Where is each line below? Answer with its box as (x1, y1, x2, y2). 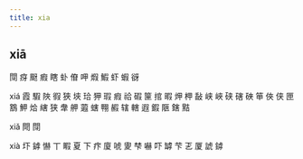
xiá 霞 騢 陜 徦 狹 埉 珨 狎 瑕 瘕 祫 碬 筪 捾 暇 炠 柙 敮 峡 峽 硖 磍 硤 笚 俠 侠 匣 (9, 91, 295, 102)
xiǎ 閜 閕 (9, 121, 41, 132)
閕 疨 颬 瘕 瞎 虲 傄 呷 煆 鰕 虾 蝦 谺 (9, 71, 140, 82)
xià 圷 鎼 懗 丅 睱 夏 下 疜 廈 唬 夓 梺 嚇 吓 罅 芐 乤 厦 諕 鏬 (9, 141, 223, 152)
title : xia (9, 13, 51, 23)
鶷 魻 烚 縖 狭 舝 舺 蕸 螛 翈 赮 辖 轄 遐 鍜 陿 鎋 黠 (9, 102, 190, 113)
